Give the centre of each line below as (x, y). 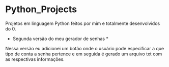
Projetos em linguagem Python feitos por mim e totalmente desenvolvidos (83, 23)
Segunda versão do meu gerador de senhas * (60, 39)
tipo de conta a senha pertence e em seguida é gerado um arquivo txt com (84, 54)
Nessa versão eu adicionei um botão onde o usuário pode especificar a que (85, 48)
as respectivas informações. (35, 59)
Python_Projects (41, 9)
